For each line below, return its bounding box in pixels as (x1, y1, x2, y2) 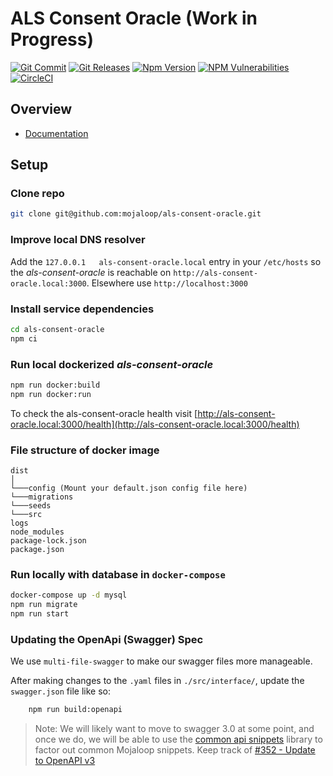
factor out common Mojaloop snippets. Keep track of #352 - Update (34, 744, 316, 756)
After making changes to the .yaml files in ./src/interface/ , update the (10, 675, 305, 687)
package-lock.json (10, 536, 87, 546)
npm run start (10, 609, 70, 619)
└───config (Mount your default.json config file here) (10, 483, 248, 493)
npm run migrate (10, 600, 78, 610)
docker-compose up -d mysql (10, 590, 128, 601)
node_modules (10, 527, 65, 537)
